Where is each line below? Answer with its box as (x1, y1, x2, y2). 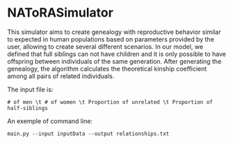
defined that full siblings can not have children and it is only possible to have (7, 50, 226, 58)
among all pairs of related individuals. (7, 71, 115, 80)
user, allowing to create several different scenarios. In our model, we (7, 42, 204, 51)
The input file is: (7, 85, 54, 93)
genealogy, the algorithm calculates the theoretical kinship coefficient (7, 64, 207, 73)
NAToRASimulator (7, 5, 113, 21)
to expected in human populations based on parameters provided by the (7, 35, 214, 43)
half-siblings (7, 105, 49, 111)
